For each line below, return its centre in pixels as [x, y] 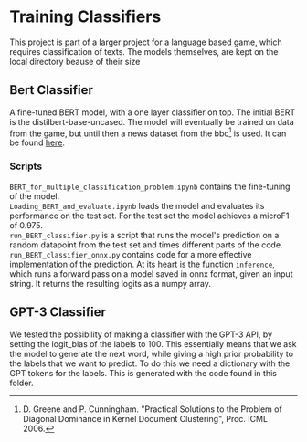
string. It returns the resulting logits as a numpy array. [111, 283]
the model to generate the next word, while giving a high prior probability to [152, 353]
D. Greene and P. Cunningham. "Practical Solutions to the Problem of [153, 409]
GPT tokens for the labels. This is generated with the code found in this [143, 373]
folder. [21, 383]
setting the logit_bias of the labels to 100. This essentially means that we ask [153, 343]
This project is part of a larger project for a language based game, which [146, 42]
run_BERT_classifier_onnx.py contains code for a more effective [131, 254]
